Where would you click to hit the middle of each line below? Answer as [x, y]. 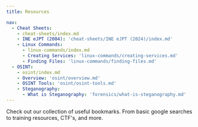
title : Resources [28, 12]
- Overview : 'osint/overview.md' [59, 78]
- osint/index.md [39, 72]
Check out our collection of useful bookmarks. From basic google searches [99, 111]
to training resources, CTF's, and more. [55, 117]
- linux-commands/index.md [56, 50]
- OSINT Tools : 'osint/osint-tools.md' [67, 83]
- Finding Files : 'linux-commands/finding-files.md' [89, 61]
